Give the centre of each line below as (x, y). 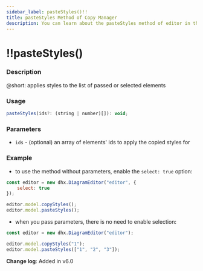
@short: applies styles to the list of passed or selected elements (86, 85)
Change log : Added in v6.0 (40, 261)
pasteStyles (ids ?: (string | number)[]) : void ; (67, 114)
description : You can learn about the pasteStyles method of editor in (98, 23)
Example (19, 158)
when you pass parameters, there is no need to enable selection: (96, 222)
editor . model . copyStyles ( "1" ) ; (46, 244)
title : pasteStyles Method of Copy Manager (62, 18)
